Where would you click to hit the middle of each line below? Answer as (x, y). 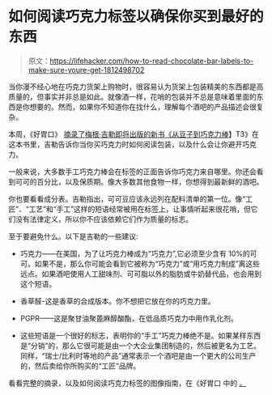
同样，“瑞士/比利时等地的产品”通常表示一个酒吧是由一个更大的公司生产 (138, 355)
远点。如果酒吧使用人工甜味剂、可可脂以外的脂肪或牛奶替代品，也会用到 (140, 274)
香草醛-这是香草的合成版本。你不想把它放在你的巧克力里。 (118, 301)
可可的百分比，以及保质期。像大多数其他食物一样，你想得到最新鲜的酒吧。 (139, 181)
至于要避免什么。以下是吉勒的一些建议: (74, 236)
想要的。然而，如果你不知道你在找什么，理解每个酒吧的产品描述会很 (143, 107)
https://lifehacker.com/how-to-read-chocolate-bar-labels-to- (152, 61)
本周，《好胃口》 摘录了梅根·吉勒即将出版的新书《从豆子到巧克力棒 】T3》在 (134, 134)
